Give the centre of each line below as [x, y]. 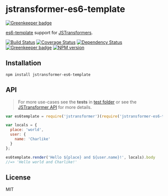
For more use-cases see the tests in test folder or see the [77, 102]
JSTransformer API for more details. [55, 107]
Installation [23, 63]
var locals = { [21, 125]
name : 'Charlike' [33, 139]
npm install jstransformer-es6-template [48, 75]
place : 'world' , [27, 130]
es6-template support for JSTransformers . [49, 32]
